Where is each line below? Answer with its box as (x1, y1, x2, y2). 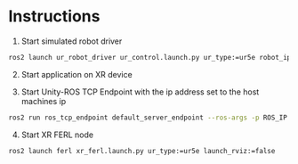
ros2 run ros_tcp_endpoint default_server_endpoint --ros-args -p (8, 113, 260, 122)
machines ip (20, 95, 67, 106)
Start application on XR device (20, 69, 133, 79)
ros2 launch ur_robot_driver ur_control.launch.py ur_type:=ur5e (8, 53, 255, 61)
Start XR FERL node (20, 129, 94, 140)
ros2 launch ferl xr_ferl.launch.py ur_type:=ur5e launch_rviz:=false (8, 146, 276, 155)
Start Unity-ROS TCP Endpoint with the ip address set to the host (20, 86, 260, 97)
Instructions (8, 6, 101, 27)
